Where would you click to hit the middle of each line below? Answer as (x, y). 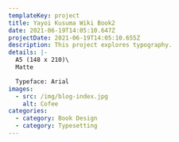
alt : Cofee (41, 104)
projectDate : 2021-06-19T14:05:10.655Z (74, 38)
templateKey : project (44, 15)
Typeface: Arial (42, 81)
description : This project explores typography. (90, 45)
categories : (28, 111)
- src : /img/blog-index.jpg (62, 96)
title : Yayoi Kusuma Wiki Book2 (62, 23)
